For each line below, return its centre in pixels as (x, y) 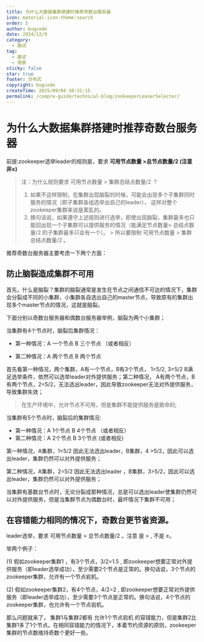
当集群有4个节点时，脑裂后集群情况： (53, 330)
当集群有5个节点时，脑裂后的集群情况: (54, 417)
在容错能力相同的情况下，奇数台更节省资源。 (90, 520)
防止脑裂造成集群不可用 (50, 274)
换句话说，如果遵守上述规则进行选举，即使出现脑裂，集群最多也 (110, 217)
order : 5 (17, 23)
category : (19, 40)
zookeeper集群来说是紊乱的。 (67, 210)
